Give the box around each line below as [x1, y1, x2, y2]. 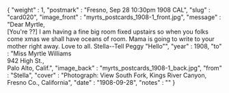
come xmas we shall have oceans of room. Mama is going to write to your [7, 35, 215, 43]
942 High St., [7, 57, 44, 64]
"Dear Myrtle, [7, 21, 46, 28]
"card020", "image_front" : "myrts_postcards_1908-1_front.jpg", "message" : [7, 13, 221, 21]
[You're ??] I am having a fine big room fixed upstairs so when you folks [7, 27, 208, 36]
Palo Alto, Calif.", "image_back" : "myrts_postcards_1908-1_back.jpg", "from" [7, 64, 222, 72]
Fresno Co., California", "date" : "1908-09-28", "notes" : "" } [7, 79, 176, 86]
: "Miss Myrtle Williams [7, 49, 72, 57]
